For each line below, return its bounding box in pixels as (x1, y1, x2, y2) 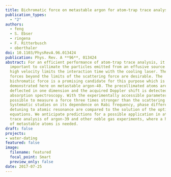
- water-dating (5, 136, 38, 141)
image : (5, 145, 19, 150)
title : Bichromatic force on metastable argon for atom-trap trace (5, 7, 152, 13)
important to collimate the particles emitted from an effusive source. (10, 64, 167, 69)
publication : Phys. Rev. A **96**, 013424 (5, 55, 97, 60)
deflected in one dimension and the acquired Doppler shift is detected (10, 88, 167, 93)
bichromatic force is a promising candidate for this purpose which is (10, 79, 165, 84)
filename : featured (10, 150, 51, 155)
